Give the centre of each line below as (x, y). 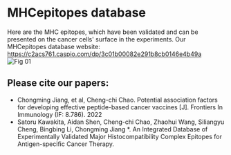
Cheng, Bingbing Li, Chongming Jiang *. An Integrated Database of (112, 129)
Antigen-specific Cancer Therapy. (66, 144)
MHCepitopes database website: (54, 46)
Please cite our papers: (58, 83)
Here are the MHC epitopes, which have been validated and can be (103, 32)
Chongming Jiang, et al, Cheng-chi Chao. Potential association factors (117, 100)
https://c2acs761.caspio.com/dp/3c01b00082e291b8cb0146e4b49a (104, 54)
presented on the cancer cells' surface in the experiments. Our (96, 39)
